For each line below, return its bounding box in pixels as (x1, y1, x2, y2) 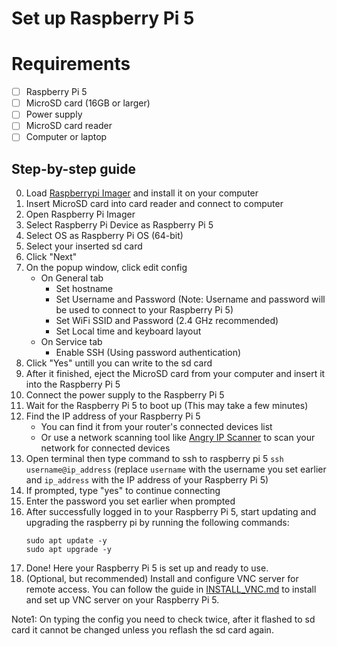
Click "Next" (25, 251, 78, 263)
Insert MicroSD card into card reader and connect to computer (25, 198, 284, 210)
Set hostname (55, 283, 114, 295)
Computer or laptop (25, 131, 108, 143)
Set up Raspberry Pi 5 (11, 7, 195, 30)
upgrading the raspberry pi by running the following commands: (25, 517, 290, 529)
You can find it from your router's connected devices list (40, 421, 273, 433)
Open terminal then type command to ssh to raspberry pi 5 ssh (25, 453, 284, 465)
